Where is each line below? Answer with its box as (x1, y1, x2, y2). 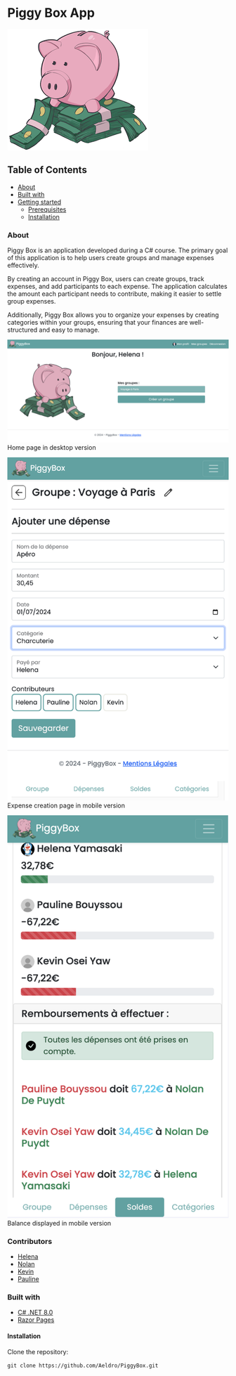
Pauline (17, 1275, 40, 1283)
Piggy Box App (7, 5, 95, 21)
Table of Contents (7, 164, 88, 176)
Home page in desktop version (7, 443, 96, 452)
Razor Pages (17, 1316, 55, 1324)
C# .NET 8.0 (17, 1309, 53, 1317)
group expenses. (7, 297, 56, 306)
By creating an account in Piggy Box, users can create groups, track (7, 275, 205, 283)
